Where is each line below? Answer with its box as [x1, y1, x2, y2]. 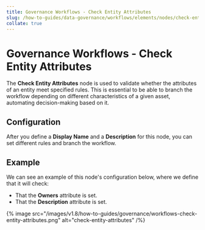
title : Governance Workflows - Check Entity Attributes [6, 9, 151, 15]
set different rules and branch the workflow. [6, 140, 117, 147]
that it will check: [6, 179, 49, 187]
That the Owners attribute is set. [15, 192, 98, 199]
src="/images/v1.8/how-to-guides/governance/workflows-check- [32, 210, 198, 217]
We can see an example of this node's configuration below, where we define [6, 173, 199, 181]
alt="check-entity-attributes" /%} [62, 216, 146, 223]
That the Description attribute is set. [15, 198, 107, 205]
